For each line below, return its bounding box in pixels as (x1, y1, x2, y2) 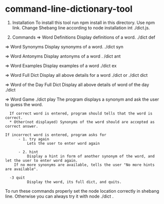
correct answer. (5, 124, 38, 129)
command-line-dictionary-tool (5, 3, 133, 15)
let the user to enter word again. (5, 158, 78, 163)
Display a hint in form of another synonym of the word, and (27, 154, 155, 159)
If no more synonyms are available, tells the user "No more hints (14, 162, 155, 167)
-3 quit (9, 175, 26, 180)
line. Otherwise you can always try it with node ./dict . (5, 193, 114, 199)
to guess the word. (5, 101, 43, 107)
